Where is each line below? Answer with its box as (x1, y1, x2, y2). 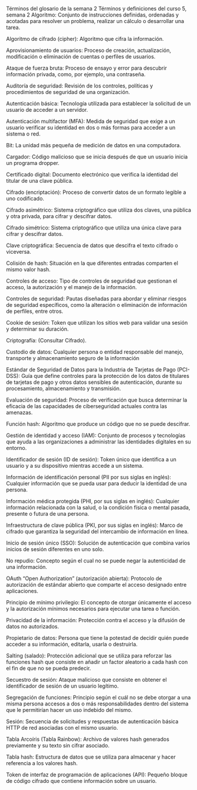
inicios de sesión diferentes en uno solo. (6, 546, 104, 552)
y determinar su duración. (6, 325, 69, 332)
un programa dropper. (6, 160, 60, 166)
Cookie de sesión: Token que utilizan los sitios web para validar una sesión (6, 319, 188, 326)
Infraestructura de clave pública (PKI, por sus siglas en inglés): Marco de (6, 522, 183, 529)
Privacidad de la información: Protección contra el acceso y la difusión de (6, 617, 186, 623)
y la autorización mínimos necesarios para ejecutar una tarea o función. (6, 606, 180, 612)
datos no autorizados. (6, 623, 59, 630)
